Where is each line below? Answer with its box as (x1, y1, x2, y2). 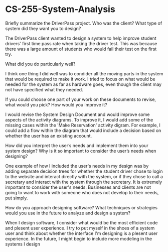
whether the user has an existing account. (5, 133, 92, 139)
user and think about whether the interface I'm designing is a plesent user (5, 230, 158, 236)
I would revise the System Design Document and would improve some (5, 111, 150, 117)
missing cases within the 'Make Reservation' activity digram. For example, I (5, 122, 160, 128)
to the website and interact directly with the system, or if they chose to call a (5, 173, 163, 179)
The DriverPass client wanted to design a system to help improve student (5, 35, 156, 41)
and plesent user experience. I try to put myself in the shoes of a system (5, 225, 155, 231)
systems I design (5, 241, 40, 247)
